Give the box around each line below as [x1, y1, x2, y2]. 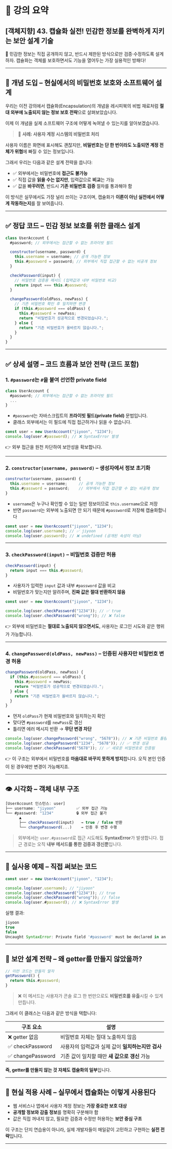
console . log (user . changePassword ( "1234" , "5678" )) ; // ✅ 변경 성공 [5, 741, 149, 746]
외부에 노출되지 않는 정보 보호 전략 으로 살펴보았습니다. [10, 109, 118, 115]
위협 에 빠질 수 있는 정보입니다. [14, 148, 75, 154]
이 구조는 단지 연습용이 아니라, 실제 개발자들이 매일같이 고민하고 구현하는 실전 [5, 1126, 160, 1133]
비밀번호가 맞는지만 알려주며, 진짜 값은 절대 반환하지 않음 [12, 589, 125, 595]
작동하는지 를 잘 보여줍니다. [10, 200, 64, 206]
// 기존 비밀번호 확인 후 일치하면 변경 [14, 301, 86, 307]
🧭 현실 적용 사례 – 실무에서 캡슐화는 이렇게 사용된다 [5, 1088, 156, 1097]
